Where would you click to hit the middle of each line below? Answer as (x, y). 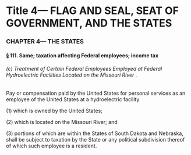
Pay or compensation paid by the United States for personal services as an (96, 93)
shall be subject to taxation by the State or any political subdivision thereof (95, 139)
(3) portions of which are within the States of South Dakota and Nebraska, (95, 133)
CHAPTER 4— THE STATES (45, 42)
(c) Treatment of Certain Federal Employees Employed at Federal (84, 69)
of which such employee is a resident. (52, 146)
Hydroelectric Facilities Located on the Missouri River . (72, 75)
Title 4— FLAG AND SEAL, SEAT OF (93, 11)
